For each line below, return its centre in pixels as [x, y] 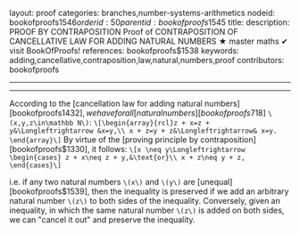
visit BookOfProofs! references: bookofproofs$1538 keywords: [124, 51]
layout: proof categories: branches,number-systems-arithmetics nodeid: [142, 13]
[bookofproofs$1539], [50, 191]
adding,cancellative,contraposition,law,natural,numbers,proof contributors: [147, 60]
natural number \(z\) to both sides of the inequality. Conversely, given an [145, 201]
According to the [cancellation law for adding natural [106, 103]
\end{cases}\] [36, 165]
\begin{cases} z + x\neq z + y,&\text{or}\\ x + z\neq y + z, [127, 157]
